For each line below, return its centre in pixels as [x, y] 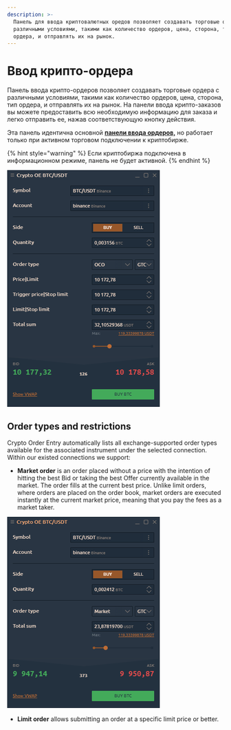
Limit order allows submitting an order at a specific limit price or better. [118, 719]
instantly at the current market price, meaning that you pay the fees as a [119, 500]
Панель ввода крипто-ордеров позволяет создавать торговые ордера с [113, 90]
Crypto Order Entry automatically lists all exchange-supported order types [112, 443]
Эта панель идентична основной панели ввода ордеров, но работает [110, 133]
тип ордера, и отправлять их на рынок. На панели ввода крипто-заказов [114, 105]
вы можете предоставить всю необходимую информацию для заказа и [112, 112]
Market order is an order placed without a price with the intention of [114, 471]
